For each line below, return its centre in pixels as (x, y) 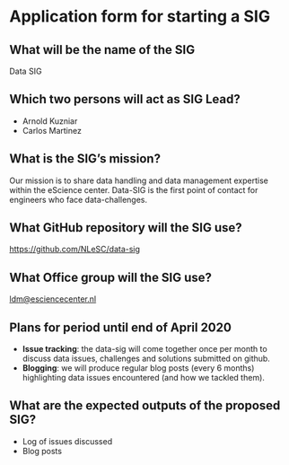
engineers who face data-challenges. (79, 199)
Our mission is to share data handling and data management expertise (139, 180)
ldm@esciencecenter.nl (53, 299)
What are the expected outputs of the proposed (145, 406)
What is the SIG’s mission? (85, 159)
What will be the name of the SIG (102, 50)
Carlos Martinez (52, 130)
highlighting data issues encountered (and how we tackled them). (143, 378)
